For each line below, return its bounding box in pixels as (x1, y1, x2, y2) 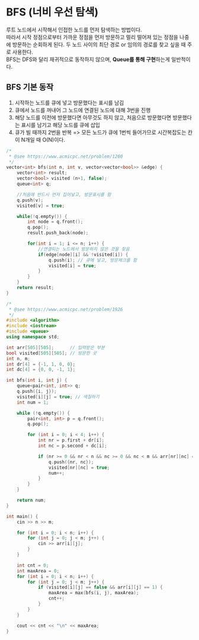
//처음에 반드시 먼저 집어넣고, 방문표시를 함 (17, 191, 111, 197)
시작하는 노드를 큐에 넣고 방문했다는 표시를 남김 (14, 99, 124, 106)
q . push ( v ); (17, 197, 44, 203)
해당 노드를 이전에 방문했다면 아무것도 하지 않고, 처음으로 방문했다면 (14, 114, 172, 121)
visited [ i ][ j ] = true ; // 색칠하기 (17, 393, 99, 400)
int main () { (6, 513, 38, 519)
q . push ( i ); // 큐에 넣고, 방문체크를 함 (48, 257, 137, 263)
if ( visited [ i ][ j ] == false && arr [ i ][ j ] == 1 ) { (37, 584, 163, 590)
